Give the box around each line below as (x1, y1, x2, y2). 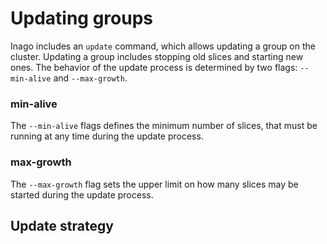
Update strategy (10, 217, 114, 234)
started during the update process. (10, 188, 154, 201)
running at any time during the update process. (10, 130, 204, 142)
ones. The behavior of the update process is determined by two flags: (10, 61, 298, 73)
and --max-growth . (53, 72, 128, 84)
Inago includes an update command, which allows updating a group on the (10, 40, 316, 52)
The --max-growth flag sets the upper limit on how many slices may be (10, 178, 299, 190)
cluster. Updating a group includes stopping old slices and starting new (10, 50, 304, 62)
